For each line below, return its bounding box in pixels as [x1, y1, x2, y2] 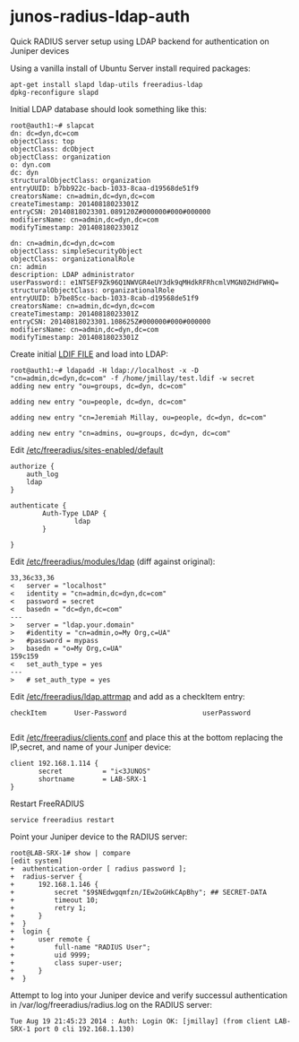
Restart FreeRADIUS [10, 798, 85, 809]
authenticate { [10, 500, 67, 510]
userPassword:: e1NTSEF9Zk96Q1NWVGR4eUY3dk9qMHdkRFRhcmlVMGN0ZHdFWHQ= [10, 278, 279, 287]
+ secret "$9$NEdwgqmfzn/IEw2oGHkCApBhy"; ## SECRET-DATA [10, 888, 268, 897]
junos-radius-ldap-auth [10, 6, 191, 27]
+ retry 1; [10, 903, 88, 912]
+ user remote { [10, 934, 91, 943]
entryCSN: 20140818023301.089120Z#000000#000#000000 [10, 207, 211, 216]
